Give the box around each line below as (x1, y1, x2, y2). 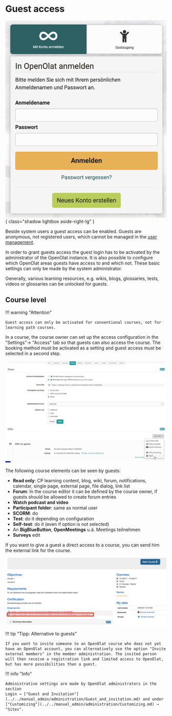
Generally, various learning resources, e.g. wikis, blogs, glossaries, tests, (5, 275, 159, 281)
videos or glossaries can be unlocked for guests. (5, 280, 109, 287)
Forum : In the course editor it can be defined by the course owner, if (12, 488, 158, 495)
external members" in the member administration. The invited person (5, 651, 157, 657)
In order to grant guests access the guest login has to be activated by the (5, 249, 160, 255)
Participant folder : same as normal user (12, 504, 98, 510)
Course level (5, 296, 47, 304)
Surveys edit (12, 531, 40, 538)
